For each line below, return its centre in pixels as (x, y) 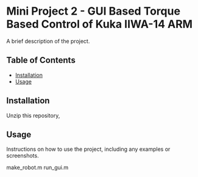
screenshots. (23, 156)
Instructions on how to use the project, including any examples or (88, 149)
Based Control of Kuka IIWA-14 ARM (100, 24)
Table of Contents (41, 60)
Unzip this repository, (33, 115)
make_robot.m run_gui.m (37, 168)
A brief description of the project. (48, 41)
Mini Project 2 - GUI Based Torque (94, 11)
